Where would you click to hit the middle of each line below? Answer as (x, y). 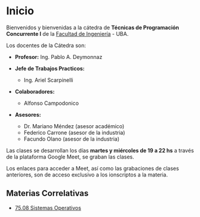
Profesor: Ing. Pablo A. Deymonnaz (59, 57)
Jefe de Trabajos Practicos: (50, 68)
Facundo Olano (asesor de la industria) (72, 139)
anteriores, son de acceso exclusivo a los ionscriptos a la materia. (87, 175)
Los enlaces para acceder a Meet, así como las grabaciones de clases (93, 168)
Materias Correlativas (47, 193)
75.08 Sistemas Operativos (48, 207)
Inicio (20, 11)
